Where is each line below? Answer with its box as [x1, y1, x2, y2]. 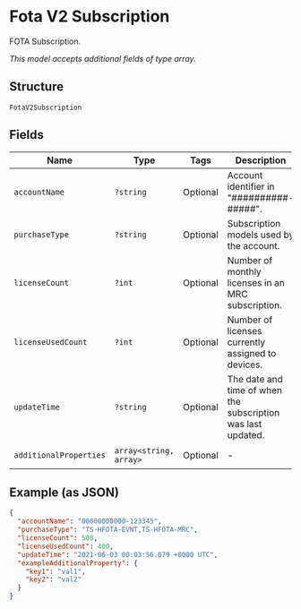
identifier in [227, 180, 275, 193]
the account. [227, 239, 280, 252]
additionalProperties [13, 450, 106, 460]
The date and [227, 373, 284, 385]
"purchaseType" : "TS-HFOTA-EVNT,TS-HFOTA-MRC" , [17, 526, 199, 535]
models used [227, 228, 282, 241]
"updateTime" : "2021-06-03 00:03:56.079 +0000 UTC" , [17, 550, 219, 559]
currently [227, 336, 266, 348]
